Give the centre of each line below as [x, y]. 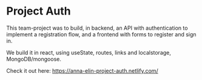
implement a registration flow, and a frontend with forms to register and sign [101, 34]
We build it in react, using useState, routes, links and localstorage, [89, 52]
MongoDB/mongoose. [34, 59]
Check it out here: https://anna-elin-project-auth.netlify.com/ [82, 70]
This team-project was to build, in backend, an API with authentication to [97, 28]
